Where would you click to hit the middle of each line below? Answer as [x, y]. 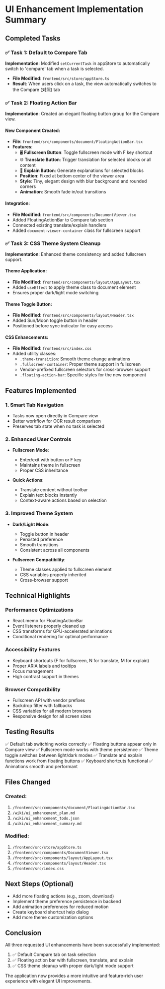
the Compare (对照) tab [36, 89]
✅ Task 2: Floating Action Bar [41, 102]
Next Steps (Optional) [39, 884]
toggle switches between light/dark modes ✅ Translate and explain [74, 755]
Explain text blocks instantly [48, 495]
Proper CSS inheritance [44, 470]
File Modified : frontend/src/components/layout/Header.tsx [73, 315]
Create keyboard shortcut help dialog [50, 912]
